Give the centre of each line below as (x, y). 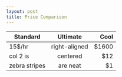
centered (70, 56)
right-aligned (70, 46)
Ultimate (70, 37)
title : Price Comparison (37, 17)
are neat (70, 65)
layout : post (22, 11)
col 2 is (19, 56)
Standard (27, 37)
